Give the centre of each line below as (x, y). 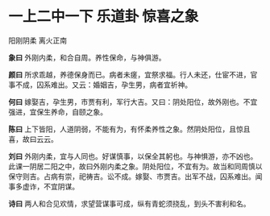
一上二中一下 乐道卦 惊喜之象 (104, 17)
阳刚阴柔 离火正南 (37, 40)
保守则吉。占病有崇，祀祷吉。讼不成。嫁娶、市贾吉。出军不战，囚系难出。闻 (135, 176)
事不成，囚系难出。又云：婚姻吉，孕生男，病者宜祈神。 (100, 85)
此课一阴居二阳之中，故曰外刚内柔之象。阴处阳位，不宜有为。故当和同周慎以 (135, 166)
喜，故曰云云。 (33, 139)
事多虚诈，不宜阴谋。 (44, 186)
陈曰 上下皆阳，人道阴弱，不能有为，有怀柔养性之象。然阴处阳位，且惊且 (129, 129)
